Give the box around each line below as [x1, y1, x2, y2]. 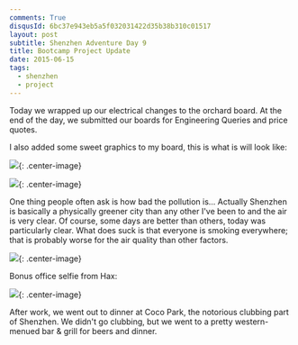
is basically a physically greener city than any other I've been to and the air [9, 205, 288, 216]
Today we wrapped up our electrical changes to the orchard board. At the [9, 104, 282, 115]
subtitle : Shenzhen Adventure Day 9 [9, 38, 147, 48]
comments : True [9, 13, 67, 23]
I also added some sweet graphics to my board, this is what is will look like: [9, 141, 288, 152]
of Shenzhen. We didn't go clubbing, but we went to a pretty [9, 316, 233, 327]
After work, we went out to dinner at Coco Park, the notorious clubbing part [9, 306, 290, 317]
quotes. [9, 123, 38, 135]
